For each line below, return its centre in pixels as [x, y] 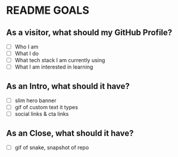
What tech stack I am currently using [60, 60]
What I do [26, 54]
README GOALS [48, 10]
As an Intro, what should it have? [68, 86]
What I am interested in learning [54, 67]
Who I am [26, 47]
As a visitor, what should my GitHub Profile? [89, 33]
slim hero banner [35, 101]
